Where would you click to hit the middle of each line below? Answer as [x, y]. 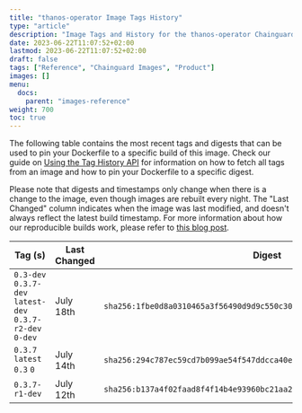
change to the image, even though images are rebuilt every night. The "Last [149, 199]
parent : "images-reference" [78, 101]
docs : [28, 92]
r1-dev [28, 394]
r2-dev [28, 329]
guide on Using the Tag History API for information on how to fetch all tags [147, 163]
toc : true [28, 118]
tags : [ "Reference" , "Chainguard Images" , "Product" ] [112, 68]
